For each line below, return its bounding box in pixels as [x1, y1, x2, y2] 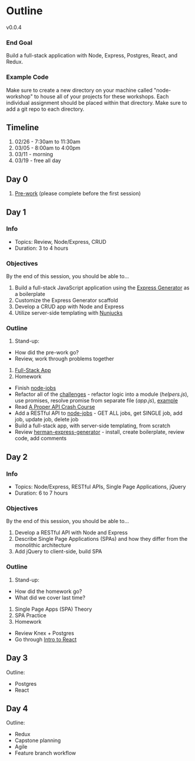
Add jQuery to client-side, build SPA [14, 548, 102, 555]
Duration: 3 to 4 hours [14, 244, 69, 251]
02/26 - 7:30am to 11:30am [14, 138, 81, 146]
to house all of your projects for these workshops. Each [34, 93, 169, 100]
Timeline [6, 122, 40, 133]
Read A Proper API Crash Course [14, 404, 96, 411]
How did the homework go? [14, 588, 82, 595]
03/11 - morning [14, 151, 53, 158]
